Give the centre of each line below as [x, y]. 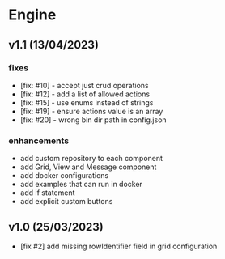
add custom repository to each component [91, 159]
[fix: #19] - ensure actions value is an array [91, 111]
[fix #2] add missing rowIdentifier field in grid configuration [119, 246]
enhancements [39, 141]
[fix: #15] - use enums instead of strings [87, 102]
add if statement [47, 193]
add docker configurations [64, 176]
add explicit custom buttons [66, 202]
